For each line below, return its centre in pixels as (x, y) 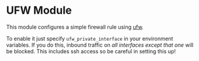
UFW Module (39, 10)
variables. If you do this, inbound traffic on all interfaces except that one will (100, 45)
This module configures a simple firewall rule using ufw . (75, 27)
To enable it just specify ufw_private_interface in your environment (90, 38)
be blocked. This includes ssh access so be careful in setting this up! (91, 51)
